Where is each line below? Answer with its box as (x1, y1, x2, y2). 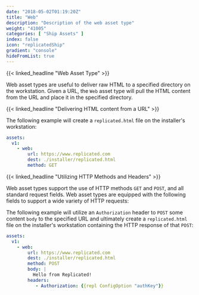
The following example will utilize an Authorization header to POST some (6, 209, 184, 216)
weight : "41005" (6, 25, 46, 32)
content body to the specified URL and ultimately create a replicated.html (6, 215, 188, 222)
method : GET (27, 162, 58, 168)
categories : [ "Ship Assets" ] (6, 31, 84, 37)
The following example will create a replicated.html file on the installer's (6, 117, 186, 124)
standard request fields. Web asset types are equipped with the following (6, 191, 186, 198)
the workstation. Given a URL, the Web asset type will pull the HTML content (6, 87, 191, 94)
